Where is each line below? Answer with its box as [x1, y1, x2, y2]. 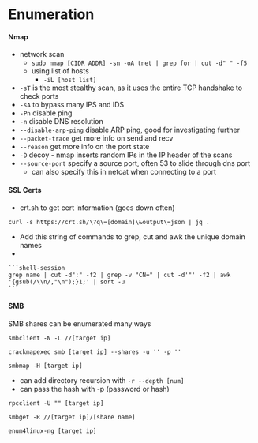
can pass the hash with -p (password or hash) [19, 384, 170, 393]
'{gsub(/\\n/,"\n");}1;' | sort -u [8, 278, 125, 286]
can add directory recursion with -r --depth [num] [19, 375, 185, 385]
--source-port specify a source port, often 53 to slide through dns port [19, 159, 251, 168]
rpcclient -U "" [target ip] [8, 399, 104, 407]
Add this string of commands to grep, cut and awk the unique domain [19, 231, 246, 242]
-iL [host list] [43, 77, 97, 84]
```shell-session [8, 264, 65, 272]
